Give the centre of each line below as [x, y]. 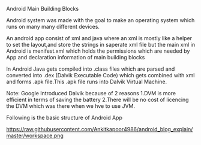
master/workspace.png [35, 135]
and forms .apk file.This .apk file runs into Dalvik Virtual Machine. [86, 81]
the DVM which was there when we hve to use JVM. [71, 106]
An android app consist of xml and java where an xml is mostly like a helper [99, 38]
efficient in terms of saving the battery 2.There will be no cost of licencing [97, 99]
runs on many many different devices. [53, 27]
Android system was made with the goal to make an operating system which [100, 20]
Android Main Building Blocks [43, 9]
